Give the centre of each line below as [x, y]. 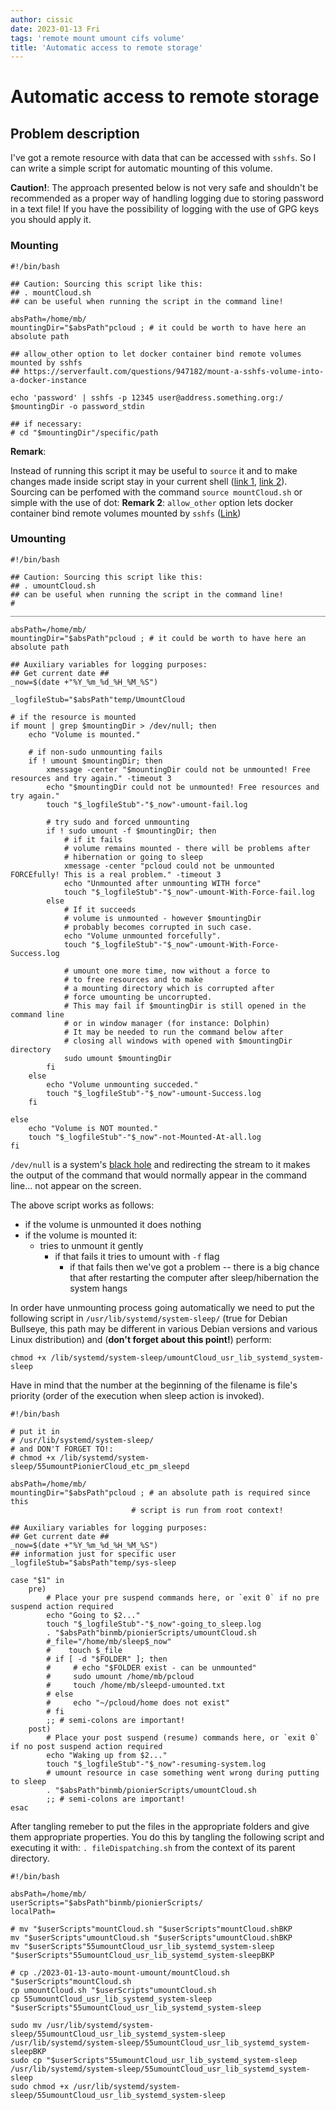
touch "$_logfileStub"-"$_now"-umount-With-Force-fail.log [189, 892]
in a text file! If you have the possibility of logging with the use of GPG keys [165, 209]
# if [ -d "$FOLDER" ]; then [107, 1659]
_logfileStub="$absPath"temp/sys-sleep [93, 1562]
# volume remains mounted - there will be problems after [187, 848]
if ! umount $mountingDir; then [95, 761]
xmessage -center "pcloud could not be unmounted [169, 866]
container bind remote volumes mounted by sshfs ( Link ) [126, 513]
